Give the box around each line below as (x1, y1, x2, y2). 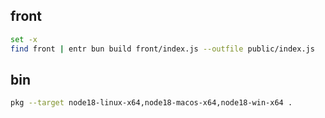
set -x (10, 34, 38, 44)
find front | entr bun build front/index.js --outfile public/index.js (10, 44, 315, 54)
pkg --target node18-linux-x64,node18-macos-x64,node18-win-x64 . (10, 98, 293, 108)
